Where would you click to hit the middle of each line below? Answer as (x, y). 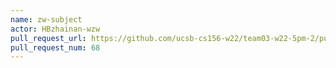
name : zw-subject (46, 19)
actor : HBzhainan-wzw (55, 29)
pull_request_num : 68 (55, 47)
